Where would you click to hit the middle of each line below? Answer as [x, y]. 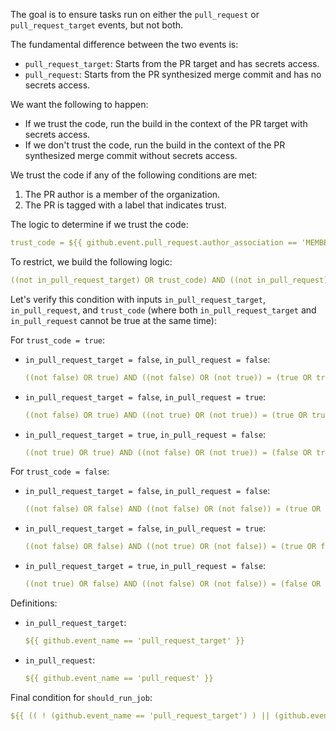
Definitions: [34, 603]
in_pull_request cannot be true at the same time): [114, 320]
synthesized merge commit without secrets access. [131, 155]
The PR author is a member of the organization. [122, 194]
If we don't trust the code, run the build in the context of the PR [155, 145]
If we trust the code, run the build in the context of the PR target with [166, 123]
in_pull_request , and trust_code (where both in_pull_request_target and [163, 310]
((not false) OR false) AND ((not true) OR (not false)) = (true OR [170, 547]
